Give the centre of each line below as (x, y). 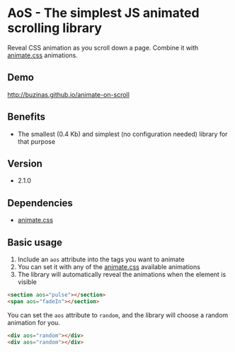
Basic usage (35, 242)
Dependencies (40, 203)
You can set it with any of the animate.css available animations (109, 267)
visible (27, 282)
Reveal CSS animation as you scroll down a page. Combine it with (103, 47)
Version (25, 163)
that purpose (36, 141)
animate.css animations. (42, 55)
